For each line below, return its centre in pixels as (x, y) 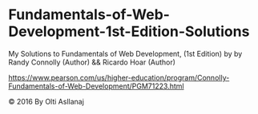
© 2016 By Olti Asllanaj (46, 101)
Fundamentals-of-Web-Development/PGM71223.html (96, 86)
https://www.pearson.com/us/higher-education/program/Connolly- (119, 77)
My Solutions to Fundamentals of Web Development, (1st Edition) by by (125, 53)
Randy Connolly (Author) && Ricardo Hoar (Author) (92, 62)
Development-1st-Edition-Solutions (129, 31)
